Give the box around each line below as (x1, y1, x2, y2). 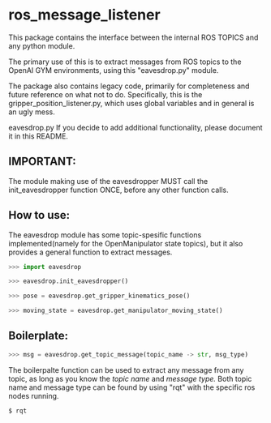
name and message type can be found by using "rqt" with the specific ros (8, 382, 256, 392)
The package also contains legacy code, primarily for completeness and (8, 81, 250, 91)
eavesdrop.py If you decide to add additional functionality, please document (8, 122, 263, 132)
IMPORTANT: (8, 155, 77, 169)
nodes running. (8, 391, 59, 400)
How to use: (8, 208, 71, 222)
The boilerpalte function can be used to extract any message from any (8, 365, 244, 374)
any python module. (8, 41, 75, 50)
